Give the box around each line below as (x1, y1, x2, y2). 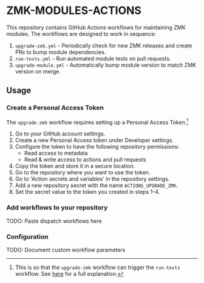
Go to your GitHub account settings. (15, 130, 106, 137)
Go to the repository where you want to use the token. (15, 169, 151, 176)
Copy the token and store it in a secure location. (15, 162, 135, 170)
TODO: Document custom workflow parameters (6, 246, 126, 253)
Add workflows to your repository (6, 203, 108, 212)
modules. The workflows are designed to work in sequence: (6, 30, 157, 37)
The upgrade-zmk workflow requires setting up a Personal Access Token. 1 (6, 117, 189, 126)
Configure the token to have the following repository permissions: (15, 143, 180, 151)
